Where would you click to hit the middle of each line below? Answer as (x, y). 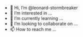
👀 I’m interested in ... (31, 13)
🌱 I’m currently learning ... (36, 18)
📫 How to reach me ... (33, 29)
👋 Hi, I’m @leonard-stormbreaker (44, 8)
